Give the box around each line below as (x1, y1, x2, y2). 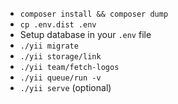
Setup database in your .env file (19, 29, 152, 40)
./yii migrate (19, 41, 79, 51)
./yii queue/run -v (19, 73, 102, 83)
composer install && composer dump (19, 9, 169, 19)
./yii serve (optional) (19, 82, 112, 93)
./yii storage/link (19, 52, 102, 62)
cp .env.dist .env (19, 20, 97, 30)
